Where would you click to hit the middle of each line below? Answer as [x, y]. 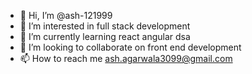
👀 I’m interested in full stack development [105, 26]
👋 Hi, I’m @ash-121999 [66, 15]
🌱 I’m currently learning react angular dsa [105, 36]
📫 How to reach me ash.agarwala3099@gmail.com [126, 58]
